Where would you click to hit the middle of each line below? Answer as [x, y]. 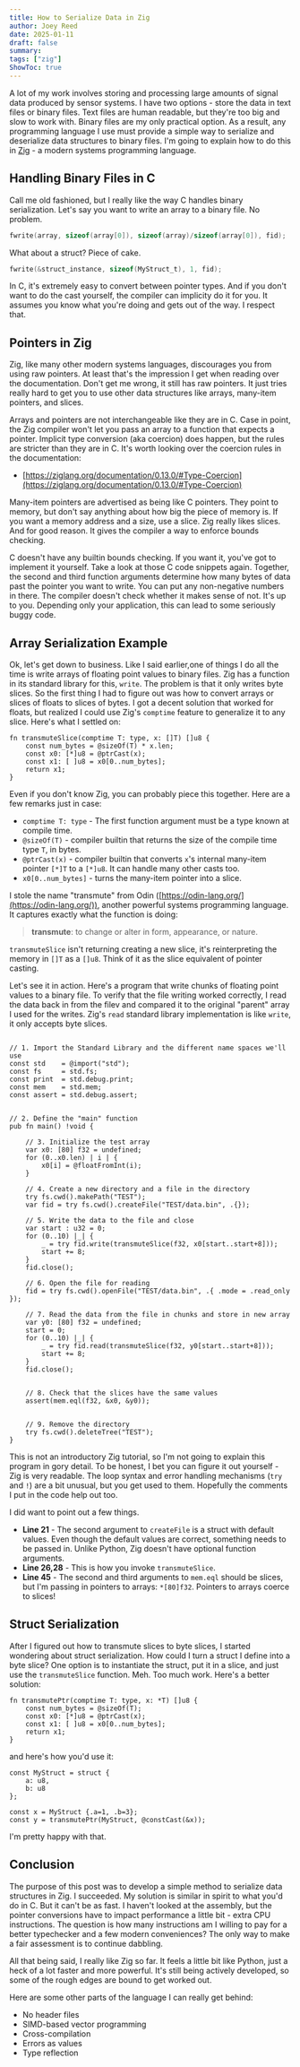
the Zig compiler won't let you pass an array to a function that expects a [142, 429]
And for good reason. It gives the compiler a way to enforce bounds [134, 531]
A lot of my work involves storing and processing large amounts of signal [144, 93]
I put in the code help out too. [64, 1495]
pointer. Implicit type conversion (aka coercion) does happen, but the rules [147, 439]
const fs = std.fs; [54, 1072]
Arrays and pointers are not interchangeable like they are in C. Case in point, [150, 420]
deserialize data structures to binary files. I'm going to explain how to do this [150, 141]
